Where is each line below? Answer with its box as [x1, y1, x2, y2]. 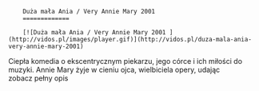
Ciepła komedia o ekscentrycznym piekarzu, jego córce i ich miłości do [8, 57, 242, 65]
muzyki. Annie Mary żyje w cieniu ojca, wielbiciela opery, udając [8, 65, 221, 74]
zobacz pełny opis [8, 73, 69, 83]
